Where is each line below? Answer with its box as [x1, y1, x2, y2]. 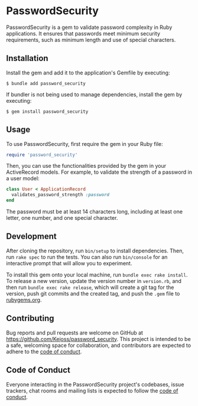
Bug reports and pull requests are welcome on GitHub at [6, 329, 144, 336]
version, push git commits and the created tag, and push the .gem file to [6, 290, 180, 297]
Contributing [6, 313, 54, 323]
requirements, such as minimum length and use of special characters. [6, 36, 176, 43]
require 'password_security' [6, 152, 78, 158]
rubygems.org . [6, 296, 42, 303]
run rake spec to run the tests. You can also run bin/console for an [6, 253, 168, 261]
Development [6, 232, 57, 242]
